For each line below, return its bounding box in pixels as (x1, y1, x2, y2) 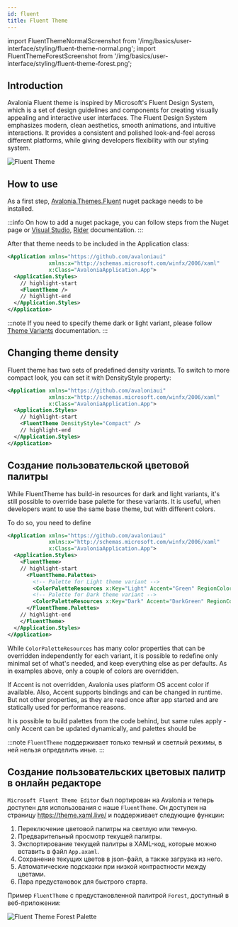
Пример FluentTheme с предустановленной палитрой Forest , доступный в (7, 892, 229, 900)
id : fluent (7, 10, 40, 18)
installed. (7, 204, 34, 213)
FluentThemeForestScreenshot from (7, 51, 113, 60)
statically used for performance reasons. (7, 703, 126, 711)
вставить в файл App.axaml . (17, 848, 99, 856)
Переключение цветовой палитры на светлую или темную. (17, 825, 198, 833)
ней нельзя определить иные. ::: (7, 745, 105, 754)
